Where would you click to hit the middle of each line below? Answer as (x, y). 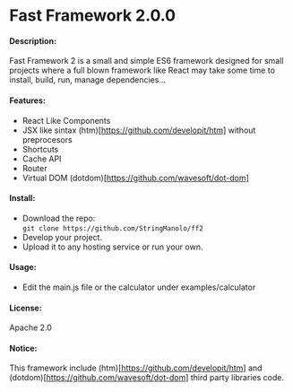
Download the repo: (59, 218)
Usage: (23, 267)
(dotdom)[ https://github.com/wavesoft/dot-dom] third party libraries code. (147, 378)
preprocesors (47, 139)
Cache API (42, 159)
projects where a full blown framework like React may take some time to (142, 70)
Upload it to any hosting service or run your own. (112, 247)
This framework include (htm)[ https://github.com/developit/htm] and (136, 368)
